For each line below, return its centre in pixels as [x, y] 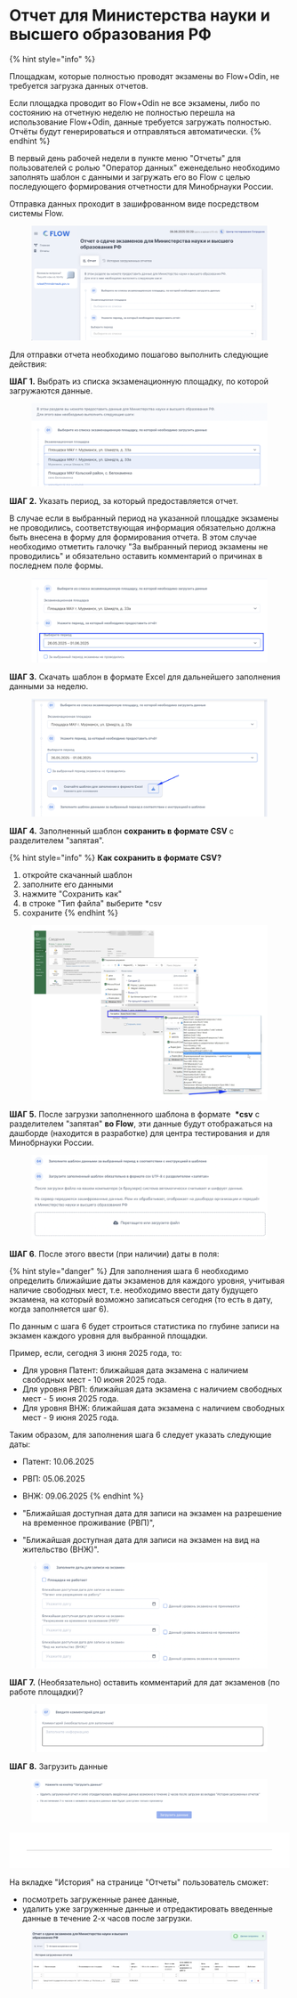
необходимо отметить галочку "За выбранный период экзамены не [139, 547]
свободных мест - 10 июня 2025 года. [94, 1380]
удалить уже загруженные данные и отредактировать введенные [147, 1909]
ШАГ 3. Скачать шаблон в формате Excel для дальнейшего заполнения [145, 677]
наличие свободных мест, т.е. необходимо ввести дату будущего [134, 1290]
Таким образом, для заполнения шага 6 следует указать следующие [140, 1435]
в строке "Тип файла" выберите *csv [92, 903]
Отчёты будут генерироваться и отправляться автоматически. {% [136, 131]
